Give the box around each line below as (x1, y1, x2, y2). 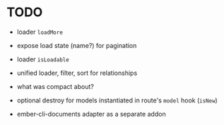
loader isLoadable (16, 54, 70, 64)
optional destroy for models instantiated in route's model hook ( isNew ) (16, 96, 218, 105)
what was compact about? (16, 82, 95, 90)
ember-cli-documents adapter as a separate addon (16, 109, 167, 118)
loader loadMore (16, 28, 63, 36)
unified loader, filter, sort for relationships (16, 69, 138, 77)
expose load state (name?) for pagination (16, 41, 137, 49)
